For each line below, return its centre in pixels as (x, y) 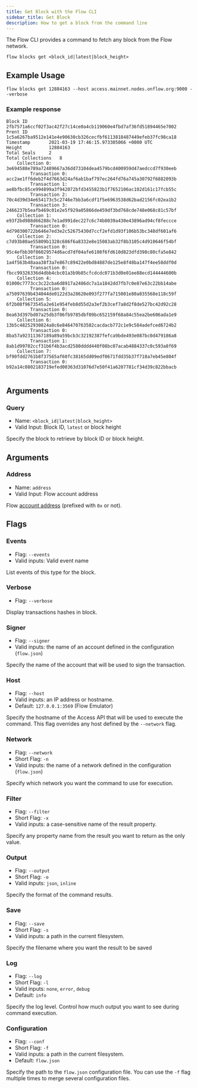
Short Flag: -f (32, 1048)
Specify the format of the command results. (59, 895)
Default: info (30, 995)
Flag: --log (28, 976)
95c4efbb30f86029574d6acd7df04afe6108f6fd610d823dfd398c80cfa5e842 (92, 252)
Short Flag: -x (32, 818)
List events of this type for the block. (51, 572)
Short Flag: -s (32, 930)
